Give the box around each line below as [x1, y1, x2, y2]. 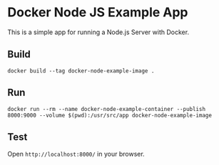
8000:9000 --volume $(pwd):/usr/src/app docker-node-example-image [7, 112, 213, 119]
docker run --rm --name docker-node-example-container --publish [7, 105, 205, 112]
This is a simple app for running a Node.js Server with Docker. [7, 28, 190, 36]
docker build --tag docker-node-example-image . [7, 67, 155, 75]
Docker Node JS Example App [7, 4, 188, 21]
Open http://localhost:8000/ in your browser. [7, 150, 145, 159]
